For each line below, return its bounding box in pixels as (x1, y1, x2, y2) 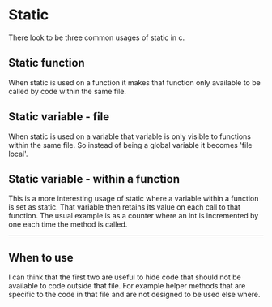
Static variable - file (8, 110, 110, 123)
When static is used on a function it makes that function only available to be (8, 77, 261, 87)
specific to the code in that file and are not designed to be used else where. (8, 290, 261, 300)
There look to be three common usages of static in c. (8, 32, 185, 42)
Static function (8, 56, 85, 70)
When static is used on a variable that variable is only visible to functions (8, 132, 251, 141)
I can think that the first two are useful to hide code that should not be (8, 272, 241, 282)
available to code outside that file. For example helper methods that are (8, 281, 246, 291)
